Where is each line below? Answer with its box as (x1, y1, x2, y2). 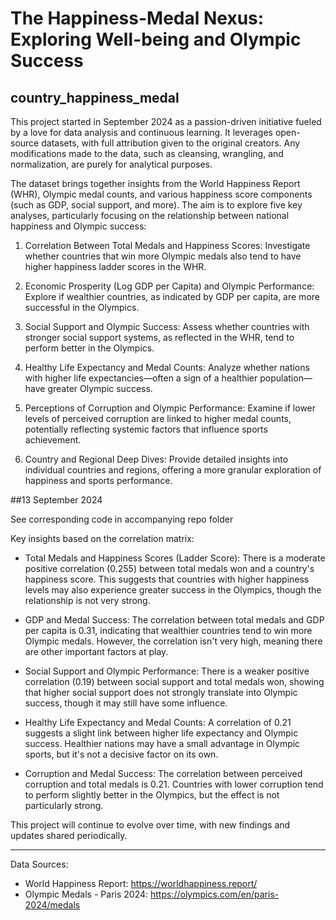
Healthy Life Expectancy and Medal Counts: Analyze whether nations (24, 362, 310, 373)
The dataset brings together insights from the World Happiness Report (10, 178, 301, 189)
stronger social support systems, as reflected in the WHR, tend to (24, 332, 295, 343)
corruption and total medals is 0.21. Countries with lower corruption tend (24, 778, 324, 790)
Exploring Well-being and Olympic (10, 28, 302, 51)
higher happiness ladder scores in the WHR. (24, 261, 207, 272)
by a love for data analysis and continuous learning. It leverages (10, 127, 273, 138)
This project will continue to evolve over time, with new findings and (10, 819, 291, 831)
